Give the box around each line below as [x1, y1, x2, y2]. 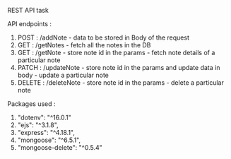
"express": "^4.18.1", [17, 129, 76, 136]
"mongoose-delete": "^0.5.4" [17, 143, 102, 151]
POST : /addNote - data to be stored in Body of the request [17, 33, 189, 42]
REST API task [7, 6, 49, 14]
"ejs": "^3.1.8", [17, 121, 59, 129]
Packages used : [7, 100, 56, 108]
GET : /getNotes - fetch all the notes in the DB [17, 41, 151, 49]
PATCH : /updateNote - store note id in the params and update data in [17, 64, 220, 71]
